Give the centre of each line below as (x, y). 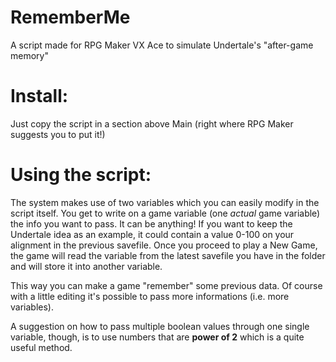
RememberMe (70, 17)
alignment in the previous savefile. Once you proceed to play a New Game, (164, 245)
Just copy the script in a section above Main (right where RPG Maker (152, 123)
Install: (39, 96)
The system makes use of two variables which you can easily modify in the (165, 202)
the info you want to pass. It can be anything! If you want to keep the (151, 223)
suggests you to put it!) (58, 134)
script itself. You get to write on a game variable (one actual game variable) (165, 213)
